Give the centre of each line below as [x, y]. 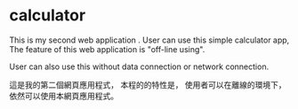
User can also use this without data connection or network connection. [139, 66]
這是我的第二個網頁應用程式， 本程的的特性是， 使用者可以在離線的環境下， [148, 84]
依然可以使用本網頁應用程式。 [64, 96]
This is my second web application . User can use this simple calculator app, [149, 40]
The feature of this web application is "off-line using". [107, 49]
